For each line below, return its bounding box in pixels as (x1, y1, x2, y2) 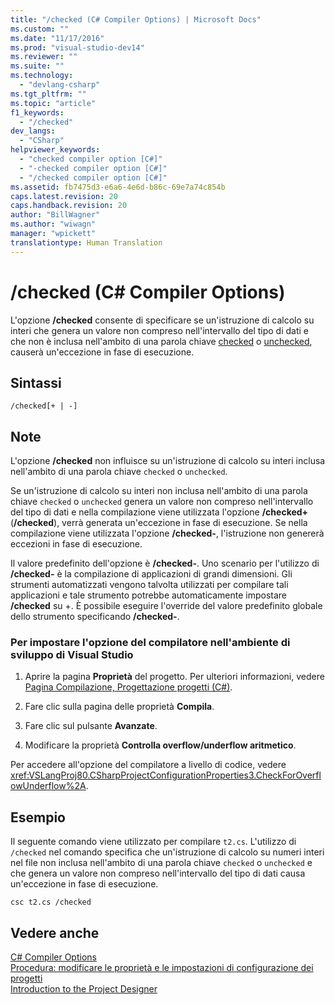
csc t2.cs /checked (10, 897, 92, 908)
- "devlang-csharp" (19, 80, 101, 90)
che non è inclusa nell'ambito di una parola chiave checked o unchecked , (10, 335, 313, 347)
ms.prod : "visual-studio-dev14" (10, 42, 145, 53)
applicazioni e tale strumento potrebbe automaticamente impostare (10, 589, 288, 601)
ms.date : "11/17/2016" (10, 33, 105, 43)
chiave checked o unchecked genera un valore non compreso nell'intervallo (10, 496, 314, 508)
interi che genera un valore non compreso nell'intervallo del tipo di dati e (10, 324, 310, 336)
